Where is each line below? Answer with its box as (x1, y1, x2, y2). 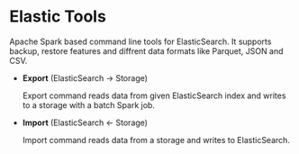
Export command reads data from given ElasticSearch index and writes (22, 90, 286, 101)
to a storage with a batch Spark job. (22, 99, 156, 110)
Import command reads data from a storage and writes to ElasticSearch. (22, 134, 291, 145)
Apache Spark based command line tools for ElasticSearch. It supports (9, 36, 272, 47)
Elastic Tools (9, 6, 106, 27)
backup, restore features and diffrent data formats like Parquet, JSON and (9, 45, 284, 56)
